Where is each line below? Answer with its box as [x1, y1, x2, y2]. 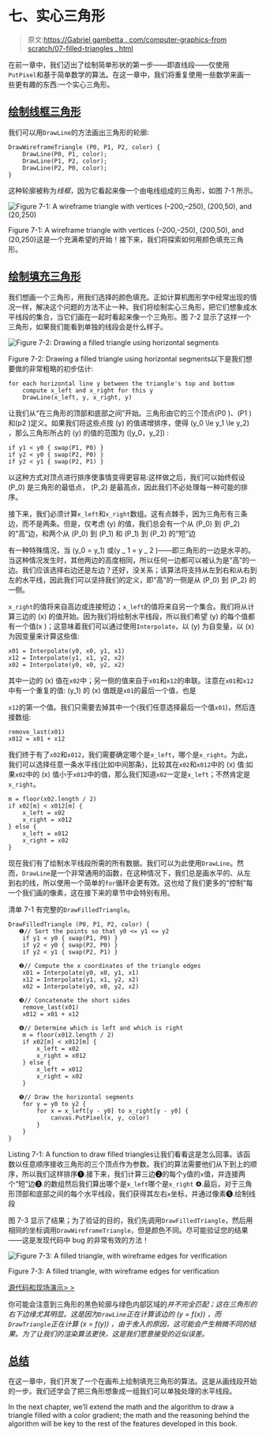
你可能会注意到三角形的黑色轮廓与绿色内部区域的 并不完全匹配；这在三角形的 [8, 1299, 257, 1309]
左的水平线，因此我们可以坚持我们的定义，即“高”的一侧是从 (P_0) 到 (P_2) [8, 575, 247, 584]
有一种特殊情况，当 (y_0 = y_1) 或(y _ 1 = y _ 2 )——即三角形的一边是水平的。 [8, 546, 255, 555]
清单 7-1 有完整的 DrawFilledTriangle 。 [8, 905, 134, 914]
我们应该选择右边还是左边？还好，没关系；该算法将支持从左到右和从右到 [21, 565, 257, 575]
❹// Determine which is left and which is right [18, 1024, 184, 1032]
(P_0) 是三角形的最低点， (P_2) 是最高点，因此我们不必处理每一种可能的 [8, 482, 242, 492]
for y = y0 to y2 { [22, 1100, 87, 1108]
